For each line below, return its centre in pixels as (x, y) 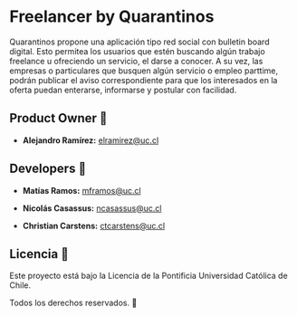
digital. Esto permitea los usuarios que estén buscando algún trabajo (137, 51)
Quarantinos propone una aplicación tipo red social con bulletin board (139, 42)
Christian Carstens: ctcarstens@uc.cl (94, 226)
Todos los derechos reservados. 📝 (73, 303)
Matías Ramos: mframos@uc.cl (82, 190)
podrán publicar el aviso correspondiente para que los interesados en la (144, 80)
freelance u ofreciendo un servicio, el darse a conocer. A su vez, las (136, 61)
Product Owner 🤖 (58, 118)
